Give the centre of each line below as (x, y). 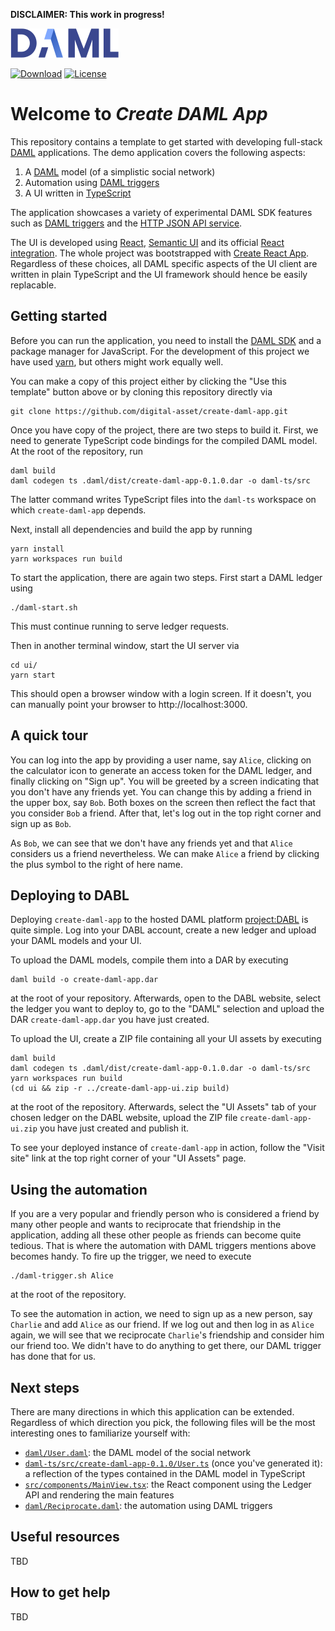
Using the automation (79, 1189)
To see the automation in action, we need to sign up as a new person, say (161, 1314)
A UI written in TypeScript (78, 193)
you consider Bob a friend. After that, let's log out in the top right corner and (166, 813)
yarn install (37, 549)
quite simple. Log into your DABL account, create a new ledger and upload (163, 930)
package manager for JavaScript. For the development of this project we (160, 351)
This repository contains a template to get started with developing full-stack (166, 141)
